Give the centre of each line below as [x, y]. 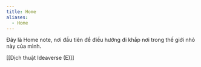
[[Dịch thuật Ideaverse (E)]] [40, 58]
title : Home [21, 12]
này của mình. [24, 46]
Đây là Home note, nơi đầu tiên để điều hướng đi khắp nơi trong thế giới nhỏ [101, 40]
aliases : [17, 17]
